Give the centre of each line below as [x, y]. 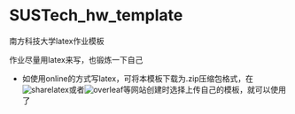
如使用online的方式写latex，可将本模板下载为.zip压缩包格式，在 [138, 78]
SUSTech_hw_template [96, 15]
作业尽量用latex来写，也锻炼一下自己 [76, 59]
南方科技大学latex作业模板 [57, 41]
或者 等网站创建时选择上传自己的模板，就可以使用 [177, 89]
